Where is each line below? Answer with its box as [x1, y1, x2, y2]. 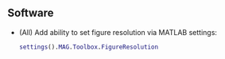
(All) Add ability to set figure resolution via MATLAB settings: [18, 27, 218, 37]
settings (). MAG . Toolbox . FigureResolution [18, 43, 159, 51]
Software [7, 6, 54, 20]
